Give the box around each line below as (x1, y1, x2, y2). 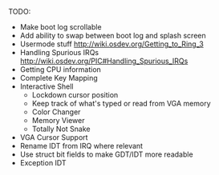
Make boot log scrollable (19, 22, 102, 31)
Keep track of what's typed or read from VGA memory (31, 99, 211, 108)
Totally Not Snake (31, 124, 91, 133)
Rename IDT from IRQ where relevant (19, 141, 143, 150)
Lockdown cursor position (31, 90, 119, 99)
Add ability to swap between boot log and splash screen (19, 31, 206, 40)
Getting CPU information (19, 65, 102, 74)
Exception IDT (19, 158, 67, 167)
